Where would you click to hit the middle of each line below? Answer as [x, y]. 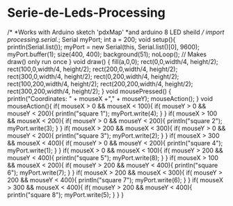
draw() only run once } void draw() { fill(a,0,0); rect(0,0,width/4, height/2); [113, 61]
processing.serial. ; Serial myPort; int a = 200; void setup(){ [91, 39]
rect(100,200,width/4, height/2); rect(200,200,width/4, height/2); [100, 84]
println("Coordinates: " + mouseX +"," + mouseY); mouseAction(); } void [110, 98]
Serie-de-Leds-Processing [86, 13]
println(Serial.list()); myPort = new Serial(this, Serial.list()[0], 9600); [103, 47]
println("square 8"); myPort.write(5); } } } [65, 195]
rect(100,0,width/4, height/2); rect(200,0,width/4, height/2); [93, 69]
